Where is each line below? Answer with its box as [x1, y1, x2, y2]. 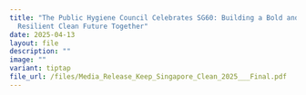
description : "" [9, 47, 71, 56]
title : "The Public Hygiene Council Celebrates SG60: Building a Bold [9, 13, 283, 23]
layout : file [9, 38, 59, 48]
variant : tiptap [9, 64, 71, 73]
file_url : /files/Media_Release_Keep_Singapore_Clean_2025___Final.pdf [9, 72, 287, 81]
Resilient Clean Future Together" [17, 22, 148, 31]
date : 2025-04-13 [9, 30, 76, 39]
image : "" [9, 55, 47, 64]
